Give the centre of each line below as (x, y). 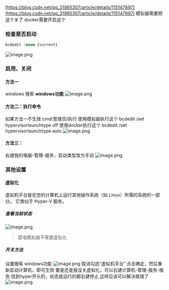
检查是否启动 (21, 34)
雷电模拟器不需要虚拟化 (42, 237)
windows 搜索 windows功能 (35, 94)
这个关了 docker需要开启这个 (36, 20)
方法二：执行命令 (23, 106)
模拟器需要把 (149, 13)
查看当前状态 (19, 214)
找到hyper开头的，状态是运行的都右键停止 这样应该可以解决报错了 (80, 276)
